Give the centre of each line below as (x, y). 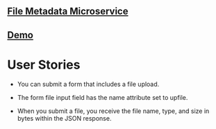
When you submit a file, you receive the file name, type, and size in (113, 111)
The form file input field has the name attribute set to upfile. (102, 97)
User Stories (44, 64)
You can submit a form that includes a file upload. (88, 84)
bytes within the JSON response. (64, 118)
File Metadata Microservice (68, 11)
